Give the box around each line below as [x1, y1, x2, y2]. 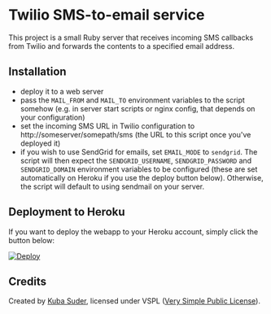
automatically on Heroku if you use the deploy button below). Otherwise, [20, 172, 264, 182]
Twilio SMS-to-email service [8, 6, 205, 24]
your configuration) [20, 112, 85, 122]
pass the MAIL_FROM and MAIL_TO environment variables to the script [20, 95, 246, 105]
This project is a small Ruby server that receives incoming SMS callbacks [8, 33, 254, 42]
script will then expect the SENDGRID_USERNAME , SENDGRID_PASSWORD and [20, 155, 252, 165]
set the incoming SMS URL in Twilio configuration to [20, 120, 195, 131]
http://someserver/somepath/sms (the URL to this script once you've [20, 129, 251, 139]
